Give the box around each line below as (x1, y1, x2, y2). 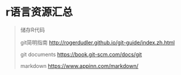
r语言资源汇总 (5, 5, 73, 19)
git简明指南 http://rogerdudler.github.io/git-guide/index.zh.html (20, 39, 175, 46)
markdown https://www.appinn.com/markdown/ (20, 62, 139, 69)
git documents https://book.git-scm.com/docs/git (20, 51, 142, 58)
